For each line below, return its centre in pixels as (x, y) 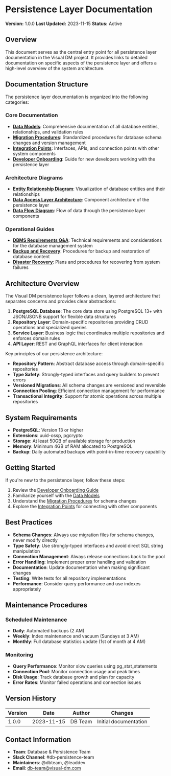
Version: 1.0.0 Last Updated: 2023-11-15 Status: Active (64, 24)
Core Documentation (32, 115)
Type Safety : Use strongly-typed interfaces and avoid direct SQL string (88, 545)
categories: (17, 102)
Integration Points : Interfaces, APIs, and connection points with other (86, 148)
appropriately (27, 589)
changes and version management (49, 143)
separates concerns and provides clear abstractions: (61, 301)
